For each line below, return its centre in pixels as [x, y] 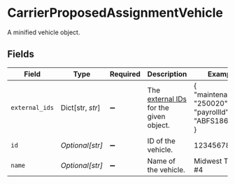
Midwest [208, 161]
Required [125, 73]
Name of [162, 161]
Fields [21, 54]
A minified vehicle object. [44, 32]
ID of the [162, 141]
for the [158, 108]
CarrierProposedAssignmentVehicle [115, 13]
